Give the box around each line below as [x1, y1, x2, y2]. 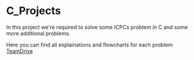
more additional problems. [6, 29, 70, 36]
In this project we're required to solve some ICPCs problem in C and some [6, 24, 188, 31]
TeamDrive [6, 47, 33, 54]
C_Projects [6, 4, 61, 18]
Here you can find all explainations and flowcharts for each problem [6, 41, 173, 48]
